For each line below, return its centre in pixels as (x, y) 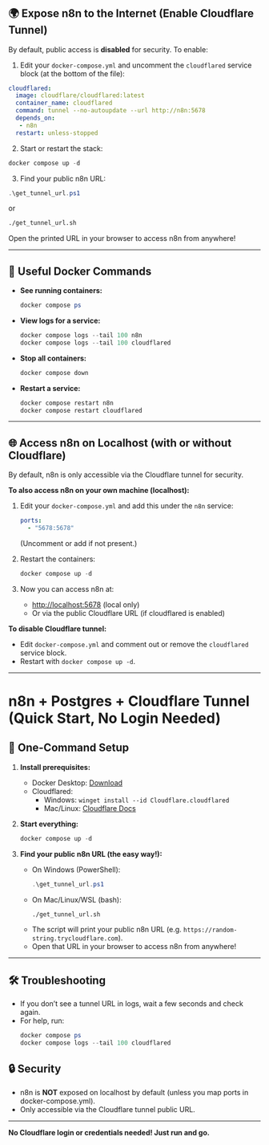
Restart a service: (50, 388)
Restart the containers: (58, 559)
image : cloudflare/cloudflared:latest (80, 96)
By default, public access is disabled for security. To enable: (108, 49)
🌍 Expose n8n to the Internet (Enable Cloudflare (131, 14)
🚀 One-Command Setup (69, 748)
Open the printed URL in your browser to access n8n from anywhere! (122, 238)
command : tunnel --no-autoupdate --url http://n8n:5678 (110, 111)
